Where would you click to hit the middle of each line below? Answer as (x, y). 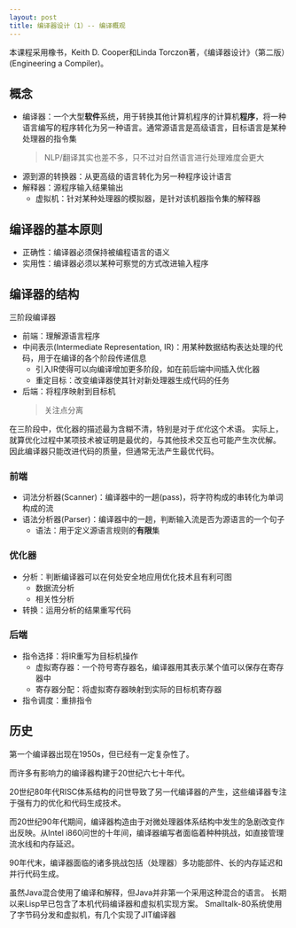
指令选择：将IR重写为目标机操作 (80, 656)
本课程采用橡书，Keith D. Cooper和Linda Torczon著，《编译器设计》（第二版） (147, 52)
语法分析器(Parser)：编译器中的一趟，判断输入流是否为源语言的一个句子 (153, 519)
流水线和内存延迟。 (44, 844)
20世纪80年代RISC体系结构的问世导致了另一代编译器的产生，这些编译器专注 (148, 792)
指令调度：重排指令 (57, 700)
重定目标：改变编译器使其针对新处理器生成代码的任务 (132, 380)
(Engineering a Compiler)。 (59, 63)
